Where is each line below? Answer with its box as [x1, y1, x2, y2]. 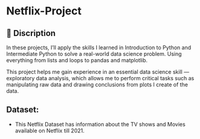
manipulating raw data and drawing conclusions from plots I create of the [6, 81, 189, 88]
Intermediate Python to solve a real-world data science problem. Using [6, 50, 182, 58]
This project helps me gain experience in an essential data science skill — [6, 68, 190, 75]
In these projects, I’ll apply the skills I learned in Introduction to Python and [6, 44, 192, 51]
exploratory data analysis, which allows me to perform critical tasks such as [6, 75, 195, 81]
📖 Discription [6, 28, 56, 38]
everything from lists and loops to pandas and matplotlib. [6, 57, 148, 64]
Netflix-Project [6, 4, 82, 18]
